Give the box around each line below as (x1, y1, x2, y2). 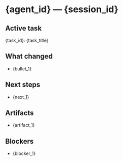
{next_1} (12, 94, 29, 100)
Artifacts (5, 109, 34, 118)
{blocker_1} (12, 150, 36, 156)
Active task (5, 24, 42, 33)
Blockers (5, 137, 34, 146)
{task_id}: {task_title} (5, 37, 49, 43)
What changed (5, 52, 53, 61)
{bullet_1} (12, 65, 32, 72)
